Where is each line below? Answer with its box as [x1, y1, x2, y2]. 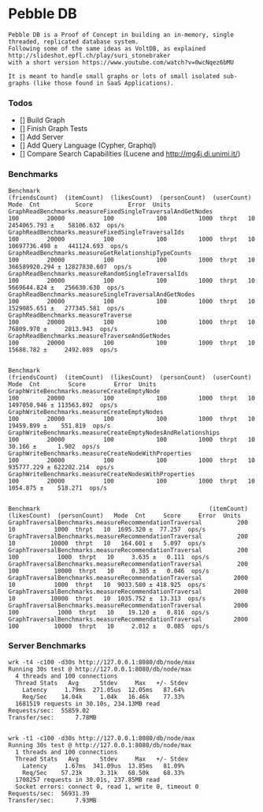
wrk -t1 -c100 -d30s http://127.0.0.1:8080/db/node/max [8, 734, 195, 742]
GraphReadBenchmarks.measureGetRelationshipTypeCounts [8, 249, 192, 257]
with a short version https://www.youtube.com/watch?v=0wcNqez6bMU [8, 58, 235, 66]
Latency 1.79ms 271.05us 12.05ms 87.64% [22, 686, 185, 694]
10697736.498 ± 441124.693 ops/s [8, 242, 128, 250]
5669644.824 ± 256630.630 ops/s [8, 284, 125, 291]
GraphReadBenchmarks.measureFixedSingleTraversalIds [8, 228, 185, 236]
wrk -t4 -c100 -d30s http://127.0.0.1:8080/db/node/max [8, 658, 195, 666]
